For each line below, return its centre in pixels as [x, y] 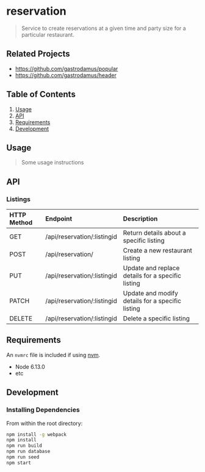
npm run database [28, 452]
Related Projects [38, 54]
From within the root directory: [45, 423]
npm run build [24, 446]
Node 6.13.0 [30, 367]
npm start [19, 463]
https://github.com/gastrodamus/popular [67, 68]
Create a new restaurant [157, 251]
